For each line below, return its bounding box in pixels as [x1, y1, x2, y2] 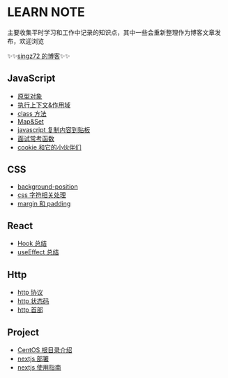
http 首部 [17, 305, 43, 314]
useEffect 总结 [17, 248, 59, 256]
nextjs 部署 [17, 354, 50, 363]
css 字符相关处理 [17, 190, 66, 199]
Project [7, 326, 40, 338]
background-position [17, 182, 78, 191]
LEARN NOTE [7, 4, 85, 20]
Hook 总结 [17, 239, 47, 248]
